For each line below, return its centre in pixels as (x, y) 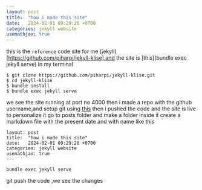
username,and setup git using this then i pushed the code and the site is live (101, 109)
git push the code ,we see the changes (55, 181)
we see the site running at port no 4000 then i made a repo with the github (99, 103)
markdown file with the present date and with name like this (80, 122)
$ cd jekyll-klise (29, 81)
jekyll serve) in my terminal (40, 65)
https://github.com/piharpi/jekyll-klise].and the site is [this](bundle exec (98, 58)
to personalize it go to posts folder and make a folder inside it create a (93, 115)
